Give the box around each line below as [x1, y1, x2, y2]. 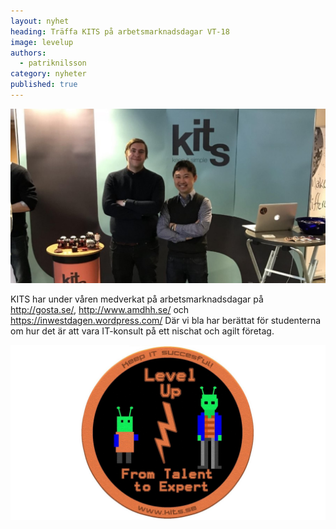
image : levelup [10, 37, 74, 47]
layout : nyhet [10, 16, 70, 26]
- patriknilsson [19, 58, 87, 69]
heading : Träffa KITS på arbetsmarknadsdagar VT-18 [10, 26, 230, 37]
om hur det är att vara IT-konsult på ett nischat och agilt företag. [10, 325, 275, 337]
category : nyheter [10, 69, 87, 79]
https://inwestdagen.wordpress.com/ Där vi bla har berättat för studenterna [10, 315, 322, 327]
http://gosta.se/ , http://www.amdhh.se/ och [10, 304, 190, 316]
